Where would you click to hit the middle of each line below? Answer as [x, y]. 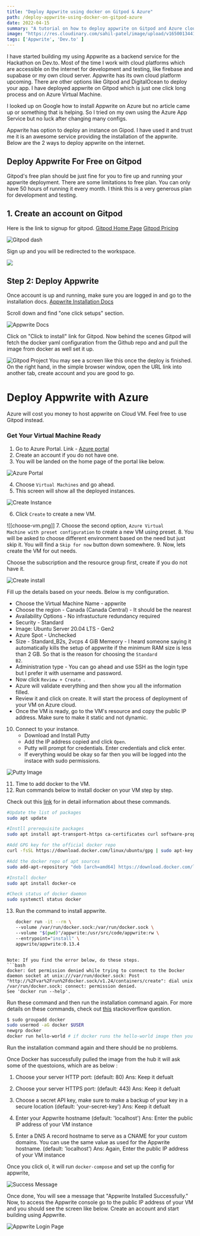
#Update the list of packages [44, 812]
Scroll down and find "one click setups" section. [66, 313]
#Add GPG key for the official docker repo [61, 845]
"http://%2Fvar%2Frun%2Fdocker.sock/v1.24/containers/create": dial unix [100, 981]
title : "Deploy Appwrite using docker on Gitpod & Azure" [80, 12]
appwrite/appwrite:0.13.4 [47, 944]
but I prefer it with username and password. [69, 673]
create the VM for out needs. [42, 551]
